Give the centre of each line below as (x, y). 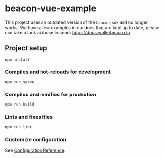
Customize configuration (36, 139)
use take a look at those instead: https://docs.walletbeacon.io (68, 32)
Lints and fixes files (29, 117)
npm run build (20, 105)
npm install (17, 60)
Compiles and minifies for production (51, 94)
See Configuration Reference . (35, 150)
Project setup (26, 48)
